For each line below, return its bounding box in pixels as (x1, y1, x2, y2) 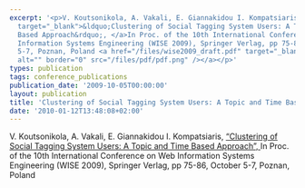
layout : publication (9, 89, 88, 98)
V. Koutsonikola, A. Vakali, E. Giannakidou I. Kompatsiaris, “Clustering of (9, 131, 279, 142)
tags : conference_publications (9, 73, 128, 82)
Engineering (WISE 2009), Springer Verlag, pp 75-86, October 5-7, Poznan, (9, 160, 290, 171)
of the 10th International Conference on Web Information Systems (9, 151, 255, 162)
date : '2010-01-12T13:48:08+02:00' (9, 106, 144, 115)
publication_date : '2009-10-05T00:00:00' (9, 81, 169, 90)
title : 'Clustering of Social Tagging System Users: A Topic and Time (9, 97, 282, 107)
